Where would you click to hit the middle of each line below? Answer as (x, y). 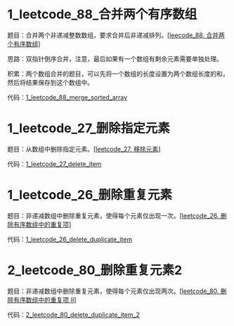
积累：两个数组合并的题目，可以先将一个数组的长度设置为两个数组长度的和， (118, 74)
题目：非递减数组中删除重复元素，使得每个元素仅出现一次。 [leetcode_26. (113, 215)
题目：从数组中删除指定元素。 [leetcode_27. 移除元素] (84, 149)
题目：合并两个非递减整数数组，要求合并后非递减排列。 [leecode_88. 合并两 (116, 35)
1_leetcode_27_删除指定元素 (89, 129)
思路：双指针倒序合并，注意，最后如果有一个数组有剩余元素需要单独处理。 (115, 59)
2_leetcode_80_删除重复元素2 (95, 270)
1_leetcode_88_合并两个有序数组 (102, 14)
